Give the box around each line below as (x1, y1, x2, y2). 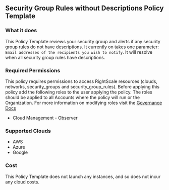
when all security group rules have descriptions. (5, 54, 105, 60)
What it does (5, 27, 37, 34)
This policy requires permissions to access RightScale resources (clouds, (5, 78, 157, 84)
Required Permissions (5, 67, 61, 74)
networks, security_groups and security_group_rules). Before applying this (5, 83, 160, 89)
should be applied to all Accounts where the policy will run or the (5, 94, 140, 100)
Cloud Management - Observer (12, 115, 78, 121)
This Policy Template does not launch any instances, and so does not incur (5, 173, 161, 179)
